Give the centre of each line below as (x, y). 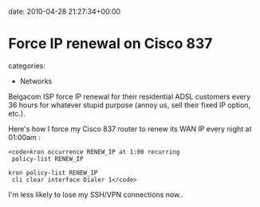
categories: (27, 65)
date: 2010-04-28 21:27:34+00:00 (65, 12)
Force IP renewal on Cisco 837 (110, 44)
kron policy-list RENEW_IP (53, 173)
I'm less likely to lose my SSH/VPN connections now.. (96, 194)
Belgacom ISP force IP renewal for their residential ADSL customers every (130, 96)
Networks (36, 81)
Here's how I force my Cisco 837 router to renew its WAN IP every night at (130, 129)
